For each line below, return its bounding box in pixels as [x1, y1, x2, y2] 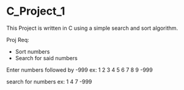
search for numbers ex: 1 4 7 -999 [6, 78, 92, 85]
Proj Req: [6, 36, 29, 43]
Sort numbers [15, 47, 50, 55]
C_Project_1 [6, 4, 65, 18]
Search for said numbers [15, 54, 78, 61]
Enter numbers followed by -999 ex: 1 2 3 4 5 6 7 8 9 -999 [6, 66, 153, 74]
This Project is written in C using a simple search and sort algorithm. [6, 24, 178, 32]
